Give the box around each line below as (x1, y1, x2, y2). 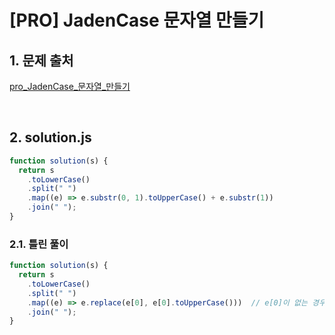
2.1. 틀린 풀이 (9, 237, 69, 251)
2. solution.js (9, 129, 92, 146)
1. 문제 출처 (9, 52, 74, 69)
